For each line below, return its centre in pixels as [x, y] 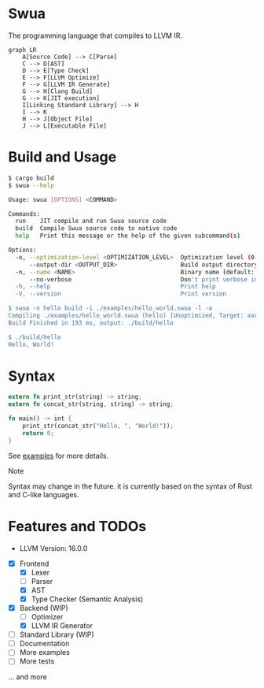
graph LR [22, 50]
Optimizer [47, 617]
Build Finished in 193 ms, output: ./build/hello [91, 323]
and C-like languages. [44, 494]
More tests [37, 661]
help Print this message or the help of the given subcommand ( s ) [128, 236]
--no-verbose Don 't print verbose [138, 279]
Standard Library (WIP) [57, 634]
